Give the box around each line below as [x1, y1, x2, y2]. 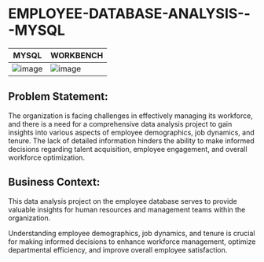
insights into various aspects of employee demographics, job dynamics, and [8, 127, 255, 137]
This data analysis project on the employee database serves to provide [8, 196, 237, 205]
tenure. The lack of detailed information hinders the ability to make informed [8, 135, 255, 146]
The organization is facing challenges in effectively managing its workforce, [8, 111, 253, 120]
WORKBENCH [50, 50, 104, 61]
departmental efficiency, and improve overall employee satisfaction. [8, 245, 228, 254]
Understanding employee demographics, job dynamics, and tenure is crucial [8, 228, 255, 238]
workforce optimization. [8, 153, 85, 162]
